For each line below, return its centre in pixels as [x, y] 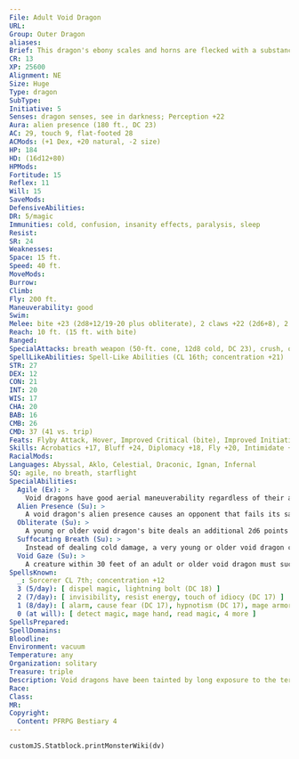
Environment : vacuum [48, 647]
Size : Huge [29, 84]
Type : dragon [33, 92]
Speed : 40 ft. [36, 266]
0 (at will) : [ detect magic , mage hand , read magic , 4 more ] [137, 614]
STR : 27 [24, 365]
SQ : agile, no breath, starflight [73, 473]
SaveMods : [28, 200]
